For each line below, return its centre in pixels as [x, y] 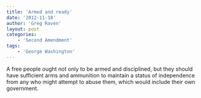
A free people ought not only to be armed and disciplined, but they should [100, 69]
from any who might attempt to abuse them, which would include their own [101, 82]
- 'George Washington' [46, 52]
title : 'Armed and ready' [39, 12]
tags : [13, 46]
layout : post [23, 29]
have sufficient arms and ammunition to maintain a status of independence [100, 75]
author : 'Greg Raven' [34, 23]
